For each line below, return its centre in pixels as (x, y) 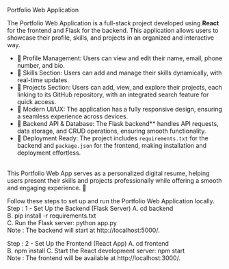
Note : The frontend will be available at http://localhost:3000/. (94, 258)
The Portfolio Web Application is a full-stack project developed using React (113, 23)
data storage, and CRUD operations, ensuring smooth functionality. (111, 131)
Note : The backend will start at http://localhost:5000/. (83, 230)
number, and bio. (41, 65)
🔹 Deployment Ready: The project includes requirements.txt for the (112, 138)
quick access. (37, 102)
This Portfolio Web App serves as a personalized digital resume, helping (108, 173)
